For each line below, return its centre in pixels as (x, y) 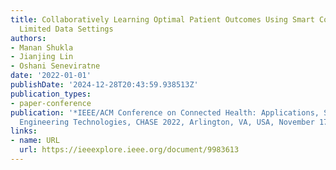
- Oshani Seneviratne (55, 66)
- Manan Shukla (42, 47)
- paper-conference (51, 103)
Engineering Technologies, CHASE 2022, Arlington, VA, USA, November (167, 122)
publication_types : (51, 94)
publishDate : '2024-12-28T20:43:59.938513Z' (104, 85)
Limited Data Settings (66, 29)
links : (24, 131)
